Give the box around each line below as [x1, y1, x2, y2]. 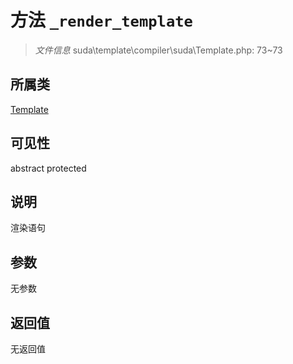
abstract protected [10, 162, 87, 174]
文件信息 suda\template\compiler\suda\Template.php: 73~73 [34, 44, 283, 56]
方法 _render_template [10, 9, 193, 32]
